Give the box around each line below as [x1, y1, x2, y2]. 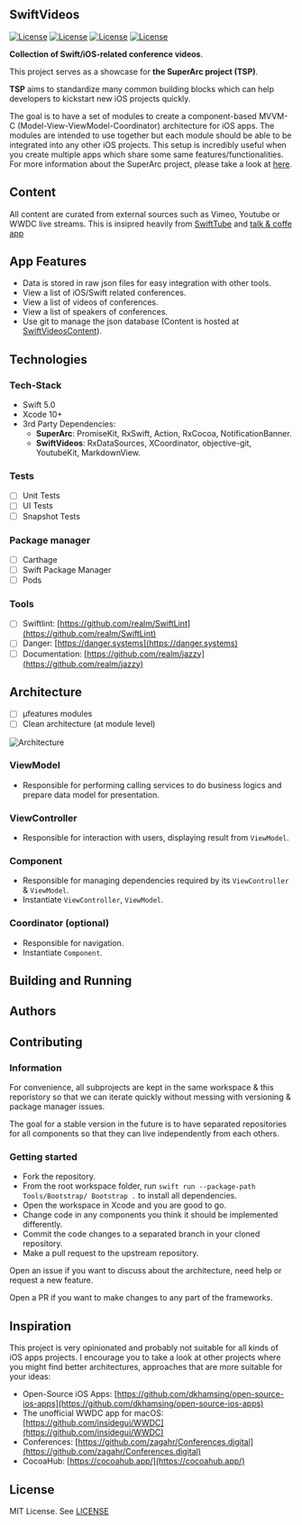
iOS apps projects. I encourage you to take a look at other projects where [9, 1352, 281, 1363]
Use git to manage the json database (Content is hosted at [22, 316, 239, 327]
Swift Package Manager [22, 564, 112, 575]
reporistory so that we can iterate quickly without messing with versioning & [9, 1091, 291, 1103]
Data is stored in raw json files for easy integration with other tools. [22, 278, 272, 289]
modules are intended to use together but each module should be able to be [9, 130, 292, 141]
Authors [9, 1004, 57, 1019]
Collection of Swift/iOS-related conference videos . [9, 49, 204, 60]
